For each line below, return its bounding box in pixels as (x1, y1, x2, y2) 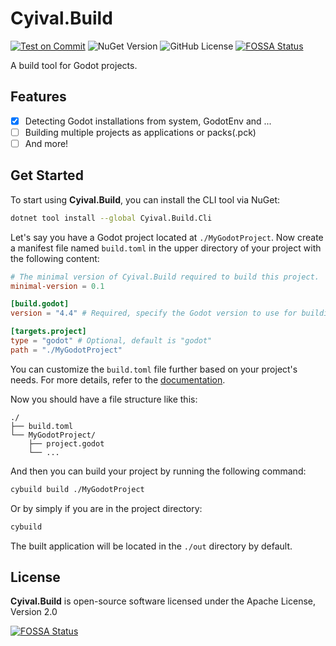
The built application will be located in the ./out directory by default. (10, 540, 293, 552)
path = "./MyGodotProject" (10, 345, 123, 355)
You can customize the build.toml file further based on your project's (10, 363, 298, 375)
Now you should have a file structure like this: (10, 393, 198, 405)
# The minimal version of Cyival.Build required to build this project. (10, 272, 320, 282)
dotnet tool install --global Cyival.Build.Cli (10, 213, 213, 223)
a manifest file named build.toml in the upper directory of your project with (10, 242, 322, 254)
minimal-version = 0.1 (10, 281, 105, 291)
